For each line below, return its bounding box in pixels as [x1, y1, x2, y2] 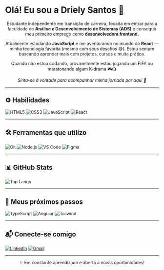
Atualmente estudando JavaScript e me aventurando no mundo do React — [5, 40, 159, 46]
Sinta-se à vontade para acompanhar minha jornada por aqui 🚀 [18, 77, 146, 83]
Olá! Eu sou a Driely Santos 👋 [5, 4, 124, 16]
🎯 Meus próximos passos [5, 197, 83, 206]
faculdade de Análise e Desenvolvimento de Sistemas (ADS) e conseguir [7, 25, 157, 31]
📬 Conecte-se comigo [5, 230, 77, 238]
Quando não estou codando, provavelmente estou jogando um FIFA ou [11, 60, 153, 66]
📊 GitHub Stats [5, 163, 53, 172]
